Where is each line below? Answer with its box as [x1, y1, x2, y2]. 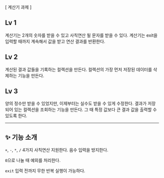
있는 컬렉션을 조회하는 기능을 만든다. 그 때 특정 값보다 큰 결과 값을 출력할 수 [14, 107, 157, 112]
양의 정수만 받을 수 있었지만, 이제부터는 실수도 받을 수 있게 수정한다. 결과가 [5, 101, 147, 107]
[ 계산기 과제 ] [5, 4, 32, 10]
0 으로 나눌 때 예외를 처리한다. [5, 157, 61, 163]
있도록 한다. [5, 113, 28, 119]
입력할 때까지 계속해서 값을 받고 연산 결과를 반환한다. [5, 38, 105, 44]
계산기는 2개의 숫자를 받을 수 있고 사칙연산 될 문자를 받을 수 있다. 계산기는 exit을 [5, 32, 158, 38]
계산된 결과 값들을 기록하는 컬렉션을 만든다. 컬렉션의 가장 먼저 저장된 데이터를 [5, 67, 152, 72]
